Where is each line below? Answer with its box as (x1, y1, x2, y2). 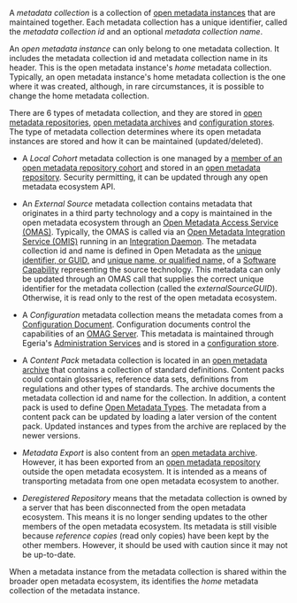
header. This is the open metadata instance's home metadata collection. (9, 62, 272, 73)
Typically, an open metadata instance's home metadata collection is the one (9, 72, 286, 82)
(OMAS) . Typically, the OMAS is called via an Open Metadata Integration (21, 227, 286, 237)
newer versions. (21, 430, 81, 441)
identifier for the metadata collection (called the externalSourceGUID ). (21, 283, 278, 293)
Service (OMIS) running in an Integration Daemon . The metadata (21, 236, 257, 246)
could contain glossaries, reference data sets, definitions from (21, 374, 249, 384)
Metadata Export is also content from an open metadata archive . (21, 447, 258, 458)
